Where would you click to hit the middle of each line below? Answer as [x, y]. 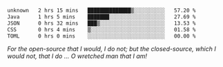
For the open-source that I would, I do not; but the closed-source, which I [111, 49]
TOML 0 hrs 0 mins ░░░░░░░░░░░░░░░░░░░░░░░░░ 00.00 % [101, 36]
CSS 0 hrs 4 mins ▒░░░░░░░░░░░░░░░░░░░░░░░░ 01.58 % [101, 29]
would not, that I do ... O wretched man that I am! [77, 56]
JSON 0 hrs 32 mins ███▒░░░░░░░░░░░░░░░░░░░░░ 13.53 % [101, 23]
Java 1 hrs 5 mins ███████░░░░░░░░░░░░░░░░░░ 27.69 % [101, 17]
